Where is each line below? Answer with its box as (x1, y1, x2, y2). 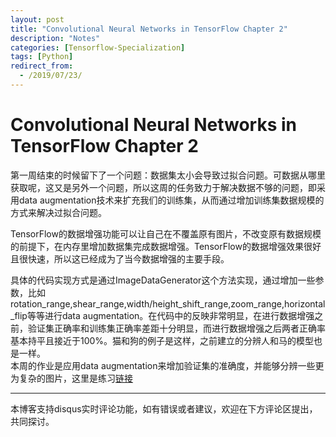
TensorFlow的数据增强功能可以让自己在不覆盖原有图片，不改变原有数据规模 (10, 227, 322, 240)
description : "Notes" (10, 33, 101, 43)
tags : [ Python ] (10, 52, 74, 62)
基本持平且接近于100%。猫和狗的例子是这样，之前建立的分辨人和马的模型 (10, 334, 315, 346)
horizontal (283, 297, 326, 310)
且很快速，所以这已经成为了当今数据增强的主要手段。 (10, 252, 230, 265)
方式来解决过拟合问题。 (10, 206, 107, 218)
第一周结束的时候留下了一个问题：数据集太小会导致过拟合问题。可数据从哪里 (10, 169, 326, 181)
